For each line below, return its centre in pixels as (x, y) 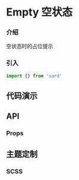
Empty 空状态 (39, 12)
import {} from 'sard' (34, 76)
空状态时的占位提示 (30, 46)
